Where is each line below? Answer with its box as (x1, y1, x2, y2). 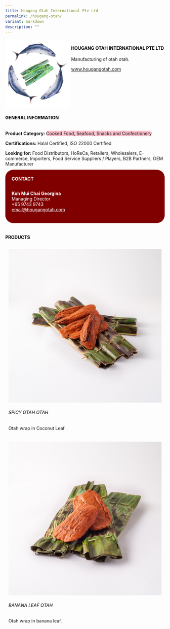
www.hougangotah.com (71, 66, 121, 72)
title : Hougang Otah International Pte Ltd (5, 8, 99, 13)
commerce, (5, 155, 29, 161)
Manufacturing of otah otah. (71, 56, 130, 62)
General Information (5, 115, 59, 121)
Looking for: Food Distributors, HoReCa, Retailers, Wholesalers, (5, 150, 138, 156)
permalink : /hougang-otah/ (5, 13, 62, 19)
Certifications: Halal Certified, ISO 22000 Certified (5, 140, 112, 146)
